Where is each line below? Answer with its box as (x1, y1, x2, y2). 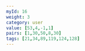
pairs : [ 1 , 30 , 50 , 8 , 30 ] (6, 30, 62, 36)
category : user (6, 19, 43, 25)
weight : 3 (6, 14, 30, 20)
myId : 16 (6, 8, 28, 15)
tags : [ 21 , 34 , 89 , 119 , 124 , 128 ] (6, 36, 80, 42)
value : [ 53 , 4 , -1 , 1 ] (6, 25, 54, 31)
